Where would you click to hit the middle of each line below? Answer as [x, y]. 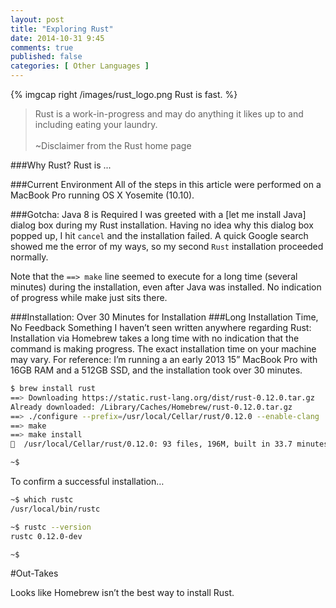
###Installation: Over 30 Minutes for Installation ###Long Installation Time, [164, 317]
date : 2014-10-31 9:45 [57, 38]
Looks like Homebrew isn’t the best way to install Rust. [122, 593]
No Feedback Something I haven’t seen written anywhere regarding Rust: [161, 327]
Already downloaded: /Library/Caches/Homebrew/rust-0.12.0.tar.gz [151, 407]
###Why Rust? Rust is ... [61, 165]
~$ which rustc [42, 500]
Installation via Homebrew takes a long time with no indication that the [155, 338]
